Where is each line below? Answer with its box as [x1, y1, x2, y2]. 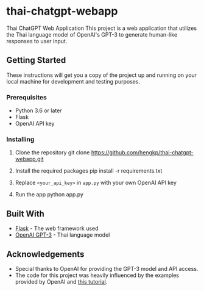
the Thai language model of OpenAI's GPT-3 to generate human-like [6, 31, 178, 38]
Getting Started [6, 55, 66, 65]
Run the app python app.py [15, 191, 84, 198]
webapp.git [15, 156, 44, 163]
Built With [6, 209, 44, 219]
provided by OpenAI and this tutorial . [15, 278, 108, 285]
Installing [6, 135, 35, 143]
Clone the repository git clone [15, 149, 90, 156]
